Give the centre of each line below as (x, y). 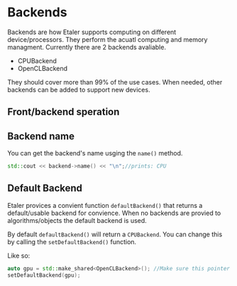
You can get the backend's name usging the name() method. (95, 153)
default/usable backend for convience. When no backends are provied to (114, 213)
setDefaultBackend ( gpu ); (44, 275)
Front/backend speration (64, 112)
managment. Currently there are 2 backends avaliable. (87, 47)
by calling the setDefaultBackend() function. (72, 241)
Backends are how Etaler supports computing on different (92, 32)
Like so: (19, 255)
